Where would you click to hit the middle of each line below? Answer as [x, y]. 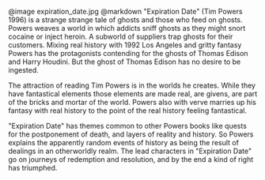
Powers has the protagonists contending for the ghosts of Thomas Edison [128, 53]
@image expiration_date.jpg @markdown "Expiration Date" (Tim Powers [125, 11]
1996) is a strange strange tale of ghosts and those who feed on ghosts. [125, 20]
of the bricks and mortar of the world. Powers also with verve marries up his [132, 102]
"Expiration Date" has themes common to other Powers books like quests [128, 126]
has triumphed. [33, 168]
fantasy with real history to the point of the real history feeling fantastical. [128, 111]
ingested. [24, 70]
